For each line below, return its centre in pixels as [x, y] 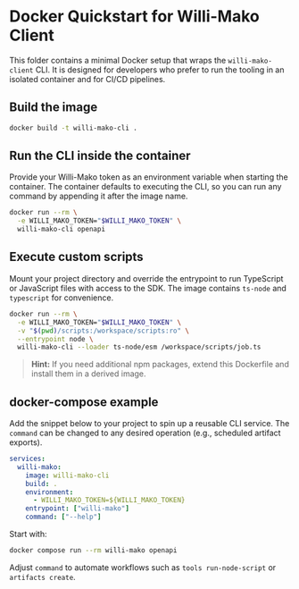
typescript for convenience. [62, 298]
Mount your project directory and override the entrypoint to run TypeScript [146, 278]
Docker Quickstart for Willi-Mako [135, 17]
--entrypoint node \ [55, 339]
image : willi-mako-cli [67, 475]
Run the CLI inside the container [100, 156]
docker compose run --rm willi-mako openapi [93, 551]
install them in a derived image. [88, 374]
